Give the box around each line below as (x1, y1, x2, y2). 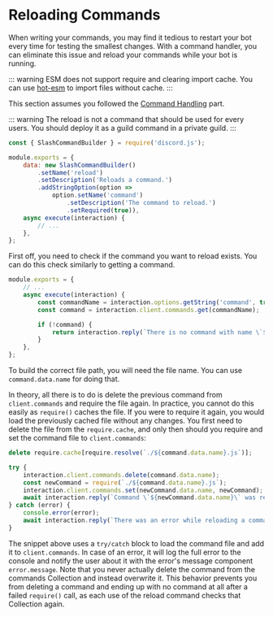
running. (8, 59, 37, 68)
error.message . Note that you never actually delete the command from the (8, 564, 256, 574)
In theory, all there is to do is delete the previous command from (8, 390, 223, 400)
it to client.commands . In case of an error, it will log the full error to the (8, 547, 241, 557)
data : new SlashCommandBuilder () (23, 161, 136, 169)
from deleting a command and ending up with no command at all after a (8, 581, 248, 591)
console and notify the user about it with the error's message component (8, 555, 253, 566)
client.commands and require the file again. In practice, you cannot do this (8, 398, 254, 408)
